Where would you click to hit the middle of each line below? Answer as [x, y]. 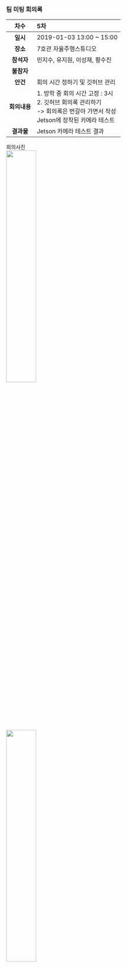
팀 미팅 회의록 [25, 9]
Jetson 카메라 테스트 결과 [70, 131]
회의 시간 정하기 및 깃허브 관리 [76, 83]
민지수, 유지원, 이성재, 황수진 [74, 60]
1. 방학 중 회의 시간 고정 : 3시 [75, 93]
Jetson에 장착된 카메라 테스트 [76, 120]
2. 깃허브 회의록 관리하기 [69, 102]
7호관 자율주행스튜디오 [66, 49]
